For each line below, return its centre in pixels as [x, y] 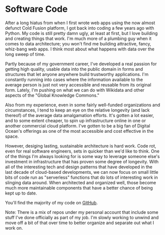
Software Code [36, 9]
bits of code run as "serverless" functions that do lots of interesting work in [82, 177]
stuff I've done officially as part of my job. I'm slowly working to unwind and [82, 217]
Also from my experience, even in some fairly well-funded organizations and [82, 105]
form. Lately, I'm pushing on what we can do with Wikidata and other [75, 90]
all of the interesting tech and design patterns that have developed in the [79, 167]
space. [12, 136]
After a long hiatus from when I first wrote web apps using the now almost [80, 23]
